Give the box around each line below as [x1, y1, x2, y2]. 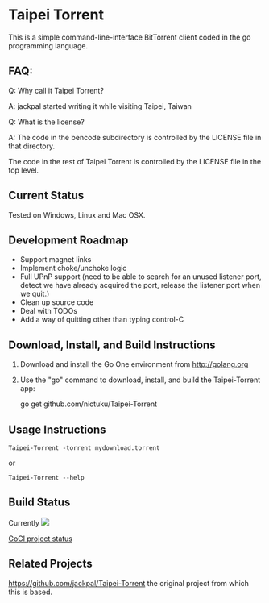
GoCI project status [8, 534, 72, 543]
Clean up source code [19, 297, 94, 307]
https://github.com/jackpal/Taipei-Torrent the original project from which [8, 578, 250, 588]
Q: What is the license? [8, 117, 85, 127]
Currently [8, 518, 40, 527]
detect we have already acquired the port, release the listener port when [19, 281, 261, 290]
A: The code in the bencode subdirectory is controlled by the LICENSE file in [8, 132, 262, 142]
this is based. [8, 587, 53, 597]
